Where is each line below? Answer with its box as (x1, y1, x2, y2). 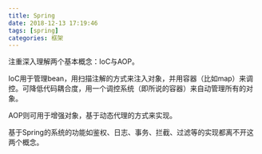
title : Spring (8, 11, 56, 20)
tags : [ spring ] (8, 26, 59, 34)
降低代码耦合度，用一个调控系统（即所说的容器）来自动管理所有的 (29, 84, 246, 93)
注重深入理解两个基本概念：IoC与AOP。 (8, 57, 140, 66)
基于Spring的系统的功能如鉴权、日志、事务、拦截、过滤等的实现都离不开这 (8, 128, 254, 137)
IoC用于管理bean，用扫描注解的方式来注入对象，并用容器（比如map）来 (8, 73, 247, 84)
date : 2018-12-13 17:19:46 (8, 19, 98, 27)
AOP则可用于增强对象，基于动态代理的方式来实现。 (8, 111, 177, 120)
